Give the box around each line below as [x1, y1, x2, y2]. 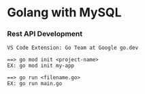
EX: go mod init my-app [7, 63, 75, 69]
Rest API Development [7, 29, 83, 39]
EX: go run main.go [7, 80, 63, 87]
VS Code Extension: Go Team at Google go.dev [7, 44, 138, 52]
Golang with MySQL [7, 5, 122, 20]
